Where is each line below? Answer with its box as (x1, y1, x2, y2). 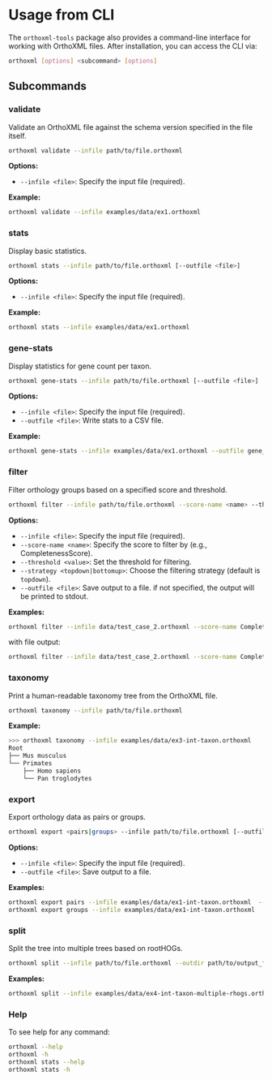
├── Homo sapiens (23, 767, 82, 775)
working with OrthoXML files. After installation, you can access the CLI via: (8, 41, 257, 50)
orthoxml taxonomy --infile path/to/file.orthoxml (8, 706, 183, 715)
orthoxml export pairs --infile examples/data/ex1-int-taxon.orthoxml (8, 898, 252, 906)
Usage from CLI (8, 6, 115, 24)
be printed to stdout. (19, 591, 89, 601)
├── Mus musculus (8, 752, 67, 760)
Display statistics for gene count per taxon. (8, 361, 152, 371)
